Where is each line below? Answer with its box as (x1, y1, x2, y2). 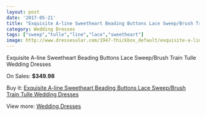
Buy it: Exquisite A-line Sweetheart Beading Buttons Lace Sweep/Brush (6, 84, 186, 92)
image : (6, 37, 23, 43)
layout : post (6, 9, 40, 15)
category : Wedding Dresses (6, 26, 75, 32)
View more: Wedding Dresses (6, 103, 82, 110)
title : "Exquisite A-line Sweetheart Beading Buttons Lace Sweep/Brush (6, 20, 193, 26)
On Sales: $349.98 (6, 73, 55, 79)
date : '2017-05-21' (6, 15, 56, 21)
